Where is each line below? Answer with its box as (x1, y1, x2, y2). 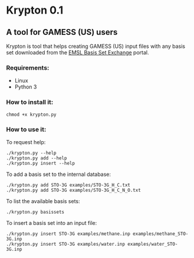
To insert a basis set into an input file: (6, 219, 97, 226)
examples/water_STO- (127, 241, 178, 247)
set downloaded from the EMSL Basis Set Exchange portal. (6, 49, 149, 56)
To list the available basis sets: (6, 197, 81, 204)
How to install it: (6, 98, 54, 106)
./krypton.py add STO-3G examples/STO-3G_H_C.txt (6, 182, 131, 188)
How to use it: (6, 125, 47, 133)
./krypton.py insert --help (6, 160, 75, 166)
